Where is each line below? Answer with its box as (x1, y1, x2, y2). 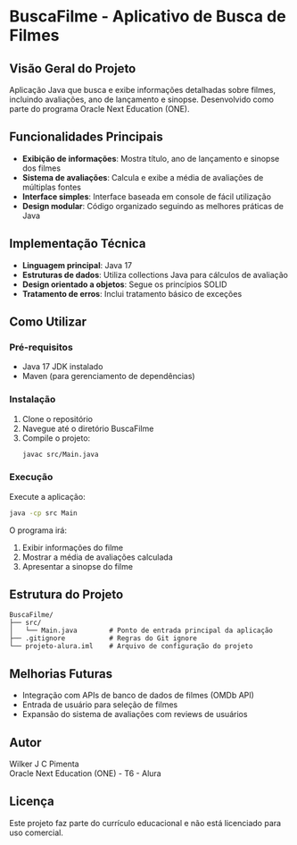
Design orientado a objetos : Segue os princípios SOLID (21, 279, 227, 290)
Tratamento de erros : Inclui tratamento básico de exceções (21, 288, 243, 299)
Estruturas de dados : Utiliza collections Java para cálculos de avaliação (21, 269, 288, 280)
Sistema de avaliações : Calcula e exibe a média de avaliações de (21, 172, 264, 182)
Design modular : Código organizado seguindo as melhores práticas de (21, 200, 284, 211)
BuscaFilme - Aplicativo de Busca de (9, 6, 287, 27)
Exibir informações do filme (21, 542, 124, 553)
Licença (9, 794, 55, 809)
